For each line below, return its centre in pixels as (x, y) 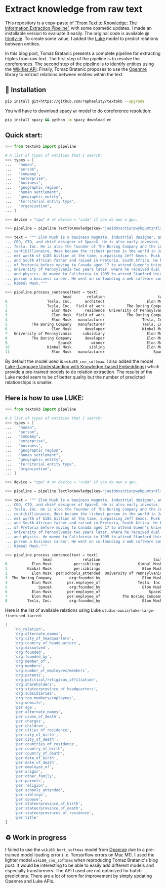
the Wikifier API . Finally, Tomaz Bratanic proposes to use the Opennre (76, 69)
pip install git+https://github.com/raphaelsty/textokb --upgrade (75, 101)
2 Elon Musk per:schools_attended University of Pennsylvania (84, 573)
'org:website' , (30, 703)
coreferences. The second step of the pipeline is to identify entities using (80, 64)
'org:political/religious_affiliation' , (56, 680)
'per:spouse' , (28, 799)
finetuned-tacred (23, 616)
